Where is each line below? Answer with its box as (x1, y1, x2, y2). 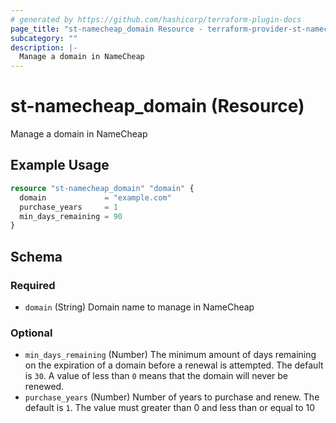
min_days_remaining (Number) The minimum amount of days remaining (24, 349, 317, 361)
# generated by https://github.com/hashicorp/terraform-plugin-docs (10, 14, 302, 25)
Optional (10, 326, 53, 340)
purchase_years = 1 (19, 202, 118, 212)
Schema (10, 248, 63, 265)
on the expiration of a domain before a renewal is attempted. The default (24, 359, 324, 371)
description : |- (10, 42, 78, 53)
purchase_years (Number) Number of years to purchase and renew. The (24, 391, 320, 403)
